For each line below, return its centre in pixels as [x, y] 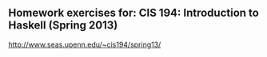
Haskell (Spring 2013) [63, 26]
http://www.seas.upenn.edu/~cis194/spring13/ [85, 44]
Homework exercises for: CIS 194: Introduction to [134, 13]
